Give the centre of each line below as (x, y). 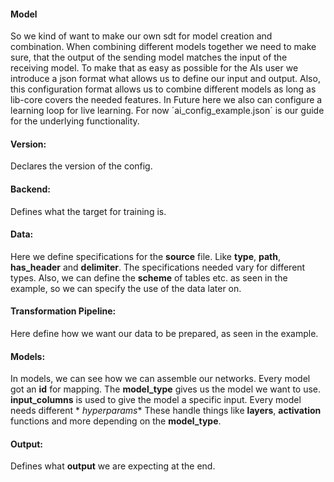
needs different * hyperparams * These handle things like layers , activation (166, 411)
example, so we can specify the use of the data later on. (126, 288)
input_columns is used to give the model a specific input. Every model (156, 400)
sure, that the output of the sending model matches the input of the (149, 57)
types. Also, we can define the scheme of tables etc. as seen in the (149, 277)
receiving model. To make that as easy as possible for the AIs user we (154, 68)
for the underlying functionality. (75, 121)
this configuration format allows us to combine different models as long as (163, 89)
